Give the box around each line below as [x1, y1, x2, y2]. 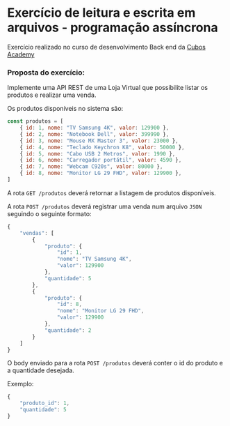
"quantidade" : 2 [44, 326, 92, 334]
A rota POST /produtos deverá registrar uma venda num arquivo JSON [7, 202, 202, 211]
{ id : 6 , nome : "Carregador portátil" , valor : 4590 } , [19, 157, 182, 164]
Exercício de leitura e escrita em [7, 5, 196, 21]
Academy [7, 50, 35, 59]
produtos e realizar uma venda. [7, 91, 97, 99]
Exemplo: [7, 380, 34, 388]
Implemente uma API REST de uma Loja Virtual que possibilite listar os [7, 84, 208, 92]
